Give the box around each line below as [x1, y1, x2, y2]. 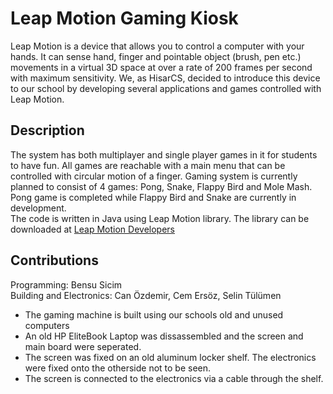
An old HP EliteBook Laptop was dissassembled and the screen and [24, 330, 304, 342]
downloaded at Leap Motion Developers [10, 223, 175, 235]
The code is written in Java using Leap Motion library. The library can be [10, 212, 310, 224]
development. [10, 202, 67, 214]
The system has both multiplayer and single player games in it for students [10, 148, 318, 161]
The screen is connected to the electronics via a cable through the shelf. [24, 372, 324, 384]
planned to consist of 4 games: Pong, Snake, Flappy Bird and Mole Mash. [10, 180, 313, 192]
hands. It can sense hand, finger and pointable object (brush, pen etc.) [10, 50, 302, 62]
